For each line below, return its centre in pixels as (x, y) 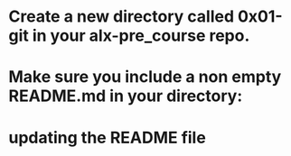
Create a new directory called (122, 17)
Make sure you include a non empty (145, 77)
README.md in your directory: (126, 96)
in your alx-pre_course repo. (141, 36)
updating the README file (108, 138)
